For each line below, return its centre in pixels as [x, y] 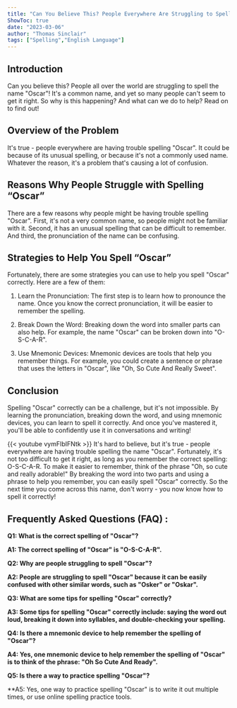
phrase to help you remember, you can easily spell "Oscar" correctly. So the [118, 482]
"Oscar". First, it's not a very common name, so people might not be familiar [117, 221]
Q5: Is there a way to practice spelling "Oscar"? [79, 675]
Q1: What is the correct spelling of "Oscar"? [73, 536]
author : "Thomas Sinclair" [47, 34]
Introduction [35, 69]
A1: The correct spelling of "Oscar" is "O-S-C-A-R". [85, 550]
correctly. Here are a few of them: [56, 282]
